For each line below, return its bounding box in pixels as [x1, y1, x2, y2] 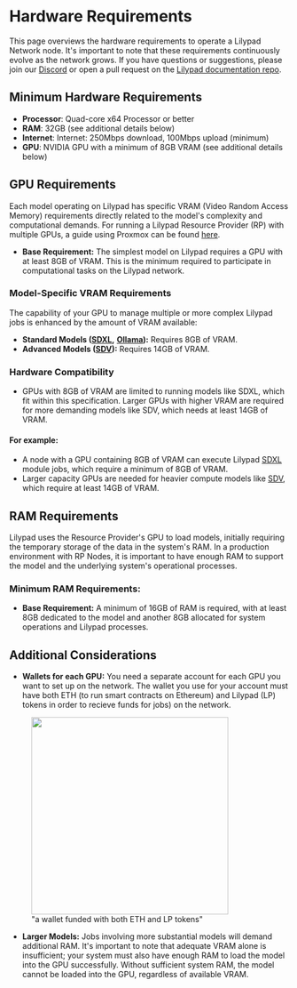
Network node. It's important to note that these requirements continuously [9, 44, 281, 55]
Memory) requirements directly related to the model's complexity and [9, 210, 263, 221]
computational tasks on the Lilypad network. [21, 265, 184, 276]
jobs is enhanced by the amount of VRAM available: [9, 317, 198, 327]
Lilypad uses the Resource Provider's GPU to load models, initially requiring [9, 532, 285, 543]
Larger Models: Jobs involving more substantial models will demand [21, 931, 273, 942]
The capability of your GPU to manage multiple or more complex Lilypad [9, 307, 273, 317]
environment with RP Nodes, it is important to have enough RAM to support [9, 551, 284, 562]
